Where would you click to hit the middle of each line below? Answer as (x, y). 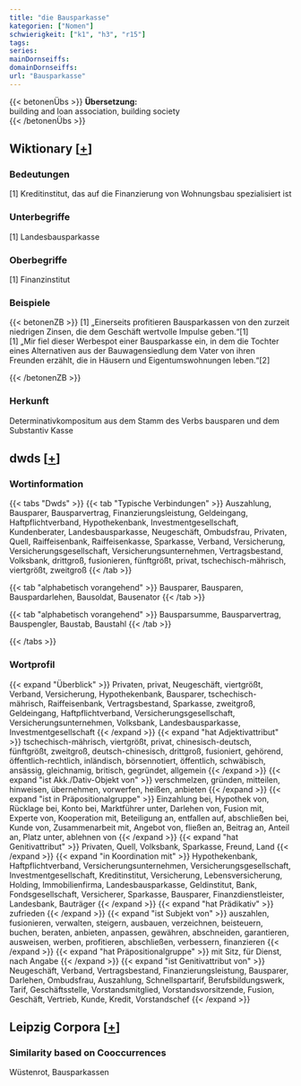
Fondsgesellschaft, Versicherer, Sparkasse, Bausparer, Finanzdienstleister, (147, 894)
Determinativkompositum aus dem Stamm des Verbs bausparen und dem (145, 420)
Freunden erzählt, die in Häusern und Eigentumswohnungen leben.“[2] (140, 361)
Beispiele (30, 302)
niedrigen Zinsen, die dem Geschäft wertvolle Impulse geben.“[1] (129, 332)
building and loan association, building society (95, 111)
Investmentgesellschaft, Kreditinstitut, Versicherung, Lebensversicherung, (146, 875)
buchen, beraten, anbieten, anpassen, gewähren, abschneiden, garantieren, (149, 932)
